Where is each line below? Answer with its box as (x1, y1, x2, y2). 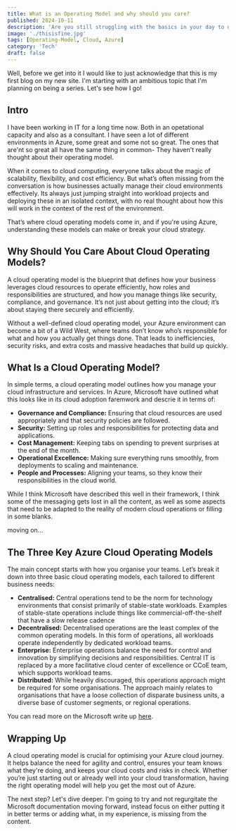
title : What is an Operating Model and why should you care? (7, 10, 190, 18)
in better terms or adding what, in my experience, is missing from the (7, 809, 207, 818)
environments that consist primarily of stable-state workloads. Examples (17, 601, 228, 610)
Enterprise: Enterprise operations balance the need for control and (17, 646, 212, 655)
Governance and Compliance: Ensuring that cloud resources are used (17, 409, 223, 418)
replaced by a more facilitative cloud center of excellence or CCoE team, (17, 661, 228, 670)
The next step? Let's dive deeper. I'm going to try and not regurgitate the (7, 794, 218, 803)
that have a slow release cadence (17, 616, 115, 625)
